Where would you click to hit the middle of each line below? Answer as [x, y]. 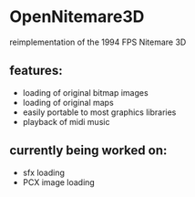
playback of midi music [66, 121]
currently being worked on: [88, 151]
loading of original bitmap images [85, 92]
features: [36, 71]
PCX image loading [59, 182]
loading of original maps [68, 102]
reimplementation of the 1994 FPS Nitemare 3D [98, 42]
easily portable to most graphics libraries [99, 112]
